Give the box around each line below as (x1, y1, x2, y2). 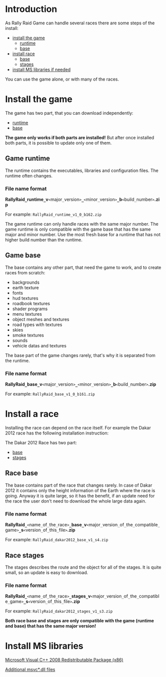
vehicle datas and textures (12, 342, 67, 348)
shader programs (12, 306, 48, 312)
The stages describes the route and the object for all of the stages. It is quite (5, 564, 162, 570)
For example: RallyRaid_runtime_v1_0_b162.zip (5, 211, 102, 217)
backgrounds (12, 279, 40, 285)
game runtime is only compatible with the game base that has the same (5, 226, 151, 232)
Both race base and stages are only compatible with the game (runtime (5, 618, 155, 624)
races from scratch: (5, 269, 46, 275)
